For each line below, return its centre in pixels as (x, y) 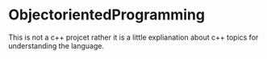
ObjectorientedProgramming (107, 15)
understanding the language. (56, 45)
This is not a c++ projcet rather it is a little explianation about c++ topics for (133, 37)
